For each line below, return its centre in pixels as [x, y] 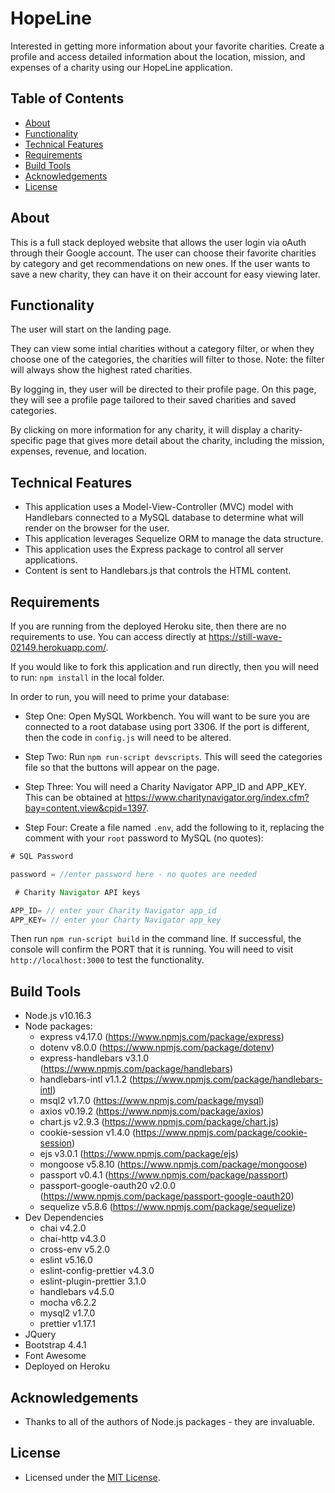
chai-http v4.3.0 [73, 1239]
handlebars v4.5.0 [77, 1292]
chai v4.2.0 [63, 1228]
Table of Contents [67, 98]
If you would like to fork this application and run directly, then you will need [165, 666]
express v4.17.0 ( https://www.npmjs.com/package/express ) [162, 1037]
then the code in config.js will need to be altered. [128, 737]
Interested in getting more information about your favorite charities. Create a [167, 46]
